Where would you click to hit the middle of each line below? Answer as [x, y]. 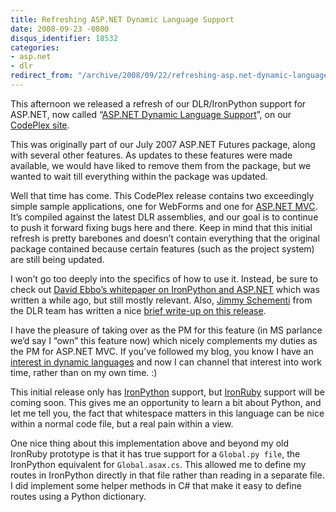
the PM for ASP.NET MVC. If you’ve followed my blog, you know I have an [162, 351]
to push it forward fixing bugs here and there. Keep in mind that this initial [161, 227]
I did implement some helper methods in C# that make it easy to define [156, 485]
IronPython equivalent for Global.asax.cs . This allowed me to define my [158, 464]
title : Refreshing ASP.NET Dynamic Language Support [122, 19]
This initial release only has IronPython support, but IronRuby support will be [167, 392]
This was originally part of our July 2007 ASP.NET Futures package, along [163, 144]
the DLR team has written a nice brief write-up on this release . [138, 310]
